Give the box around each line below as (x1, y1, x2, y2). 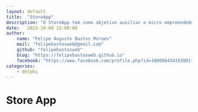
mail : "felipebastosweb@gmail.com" (16, 42, 104, 47)
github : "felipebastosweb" (16, 47, 83, 53)
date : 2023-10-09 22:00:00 (6, 25, 78, 31)
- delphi (16, 69, 38, 74)
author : (6, 30, 25, 36)
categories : (6, 63, 35, 69)
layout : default (6, 8, 46, 15)
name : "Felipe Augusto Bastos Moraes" (16, 36, 112, 42)
